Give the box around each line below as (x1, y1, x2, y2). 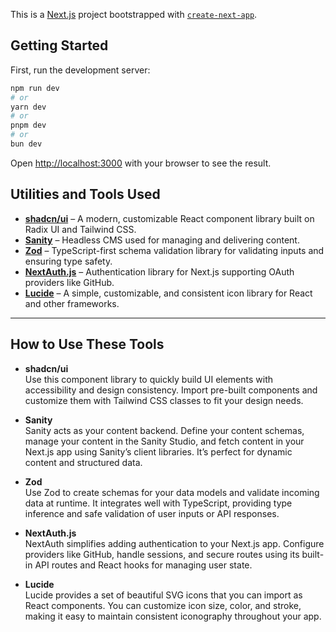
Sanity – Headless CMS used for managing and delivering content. (24, 234, 300, 246)
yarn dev (10, 102, 47, 112)
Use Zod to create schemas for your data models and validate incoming (24, 486, 320, 498)
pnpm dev (10, 120, 47, 131)
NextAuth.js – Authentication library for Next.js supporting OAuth (24, 265, 295, 278)
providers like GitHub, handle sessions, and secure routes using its (24, 548, 300, 560)
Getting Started (10, 37, 109, 54)
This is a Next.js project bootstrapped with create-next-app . (10, 9, 258, 20)
